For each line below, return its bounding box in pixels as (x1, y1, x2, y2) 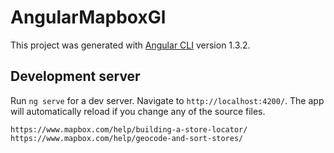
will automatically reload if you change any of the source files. (10, 105, 266, 117)
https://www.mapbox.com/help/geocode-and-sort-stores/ (10, 133, 244, 143)
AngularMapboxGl (10, 6, 167, 29)
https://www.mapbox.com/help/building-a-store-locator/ (10, 124, 248, 135)
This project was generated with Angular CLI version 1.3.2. (10, 39, 251, 51)
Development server (10, 68, 141, 85)
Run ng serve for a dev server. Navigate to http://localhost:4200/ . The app (10, 94, 325, 106)
